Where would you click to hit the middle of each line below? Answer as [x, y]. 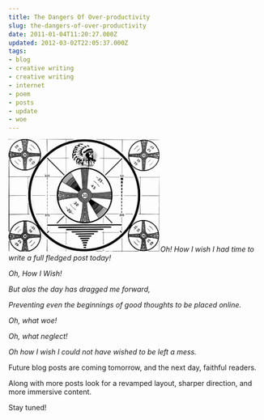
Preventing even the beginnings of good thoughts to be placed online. [125, 305]
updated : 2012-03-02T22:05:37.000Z [68, 43]
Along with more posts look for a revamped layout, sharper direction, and [130, 384]
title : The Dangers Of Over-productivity [79, 17]
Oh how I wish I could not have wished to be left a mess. [102, 352]
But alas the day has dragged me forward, [79, 289]
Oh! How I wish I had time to [208, 249]
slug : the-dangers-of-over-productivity [78, 25]
